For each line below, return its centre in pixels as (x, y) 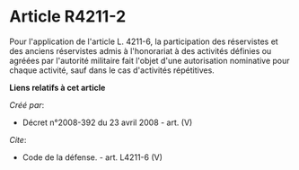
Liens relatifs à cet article (57, 87)
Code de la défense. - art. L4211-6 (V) (92, 157)
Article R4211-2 (68, 17)
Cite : (18, 139)
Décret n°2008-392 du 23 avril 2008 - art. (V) (107, 122)
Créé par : (27, 104)
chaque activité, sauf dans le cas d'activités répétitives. (112, 70)
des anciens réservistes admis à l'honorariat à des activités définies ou (141, 50)
